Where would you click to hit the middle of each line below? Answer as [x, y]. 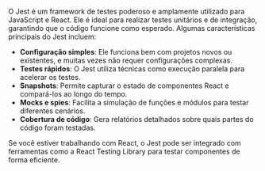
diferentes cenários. [52, 111]
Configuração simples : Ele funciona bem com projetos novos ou [126, 52]
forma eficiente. [34, 160]
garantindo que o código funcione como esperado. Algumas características [132, 28]
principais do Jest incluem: [52, 36]
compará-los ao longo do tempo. [73, 94]
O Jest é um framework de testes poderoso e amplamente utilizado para [127, 11]
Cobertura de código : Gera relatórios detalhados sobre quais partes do [136, 119]
